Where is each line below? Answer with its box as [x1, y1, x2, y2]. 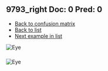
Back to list [14, 26, 42, 33]
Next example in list [14, 32, 63, 40]
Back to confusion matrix [14, 20, 75, 27]
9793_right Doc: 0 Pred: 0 [6, 5, 103, 15]
